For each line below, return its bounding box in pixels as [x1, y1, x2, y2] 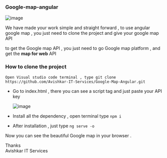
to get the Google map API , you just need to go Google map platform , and [5, 45, 160, 51]
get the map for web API [5, 50, 57, 57]
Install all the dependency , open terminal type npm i [12, 113, 122, 119]
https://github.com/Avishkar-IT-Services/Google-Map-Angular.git [5, 79, 145, 84]
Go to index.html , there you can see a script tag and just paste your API [12, 88, 162, 94]
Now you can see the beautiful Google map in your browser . [5, 132, 132, 138]
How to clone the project [5, 63, 67, 70]
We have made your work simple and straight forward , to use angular [5, 25, 150, 31]
